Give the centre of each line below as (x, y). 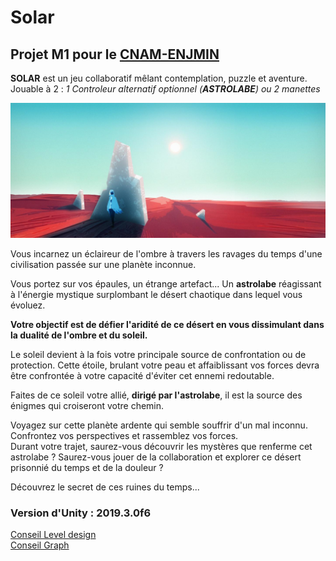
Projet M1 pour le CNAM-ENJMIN (115, 54)
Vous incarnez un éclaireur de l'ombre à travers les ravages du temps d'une (166, 253)
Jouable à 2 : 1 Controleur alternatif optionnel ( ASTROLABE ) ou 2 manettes (165, 89)
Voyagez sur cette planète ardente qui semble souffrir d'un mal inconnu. (159, 425)
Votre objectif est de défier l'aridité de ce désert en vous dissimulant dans (167, 324)
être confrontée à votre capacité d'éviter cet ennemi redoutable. (142, 375)
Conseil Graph (40, 545)
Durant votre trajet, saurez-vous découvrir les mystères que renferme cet (161, 446)
